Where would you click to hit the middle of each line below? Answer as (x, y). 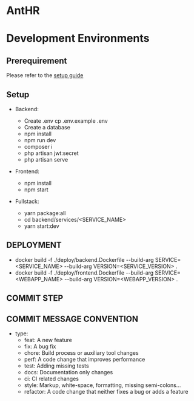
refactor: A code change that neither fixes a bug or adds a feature (106, 392)
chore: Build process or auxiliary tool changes (81, 353)
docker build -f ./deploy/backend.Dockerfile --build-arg (84, 259)
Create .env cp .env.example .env (66, 121)
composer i (38, 147)
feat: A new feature (48, 340)
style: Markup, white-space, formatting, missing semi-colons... (102, 385)
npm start (36, 190)
